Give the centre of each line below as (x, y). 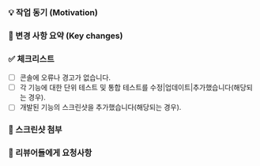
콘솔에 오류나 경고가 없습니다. (65, 77)
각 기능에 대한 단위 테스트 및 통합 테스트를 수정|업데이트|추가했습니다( (127, 88)
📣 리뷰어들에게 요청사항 (50, 153)
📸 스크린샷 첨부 (35, 130)
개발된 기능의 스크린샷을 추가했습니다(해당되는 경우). (100, 108)
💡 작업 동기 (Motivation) (53, 12)
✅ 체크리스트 (31, 58)
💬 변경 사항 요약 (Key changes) (66, 36)
